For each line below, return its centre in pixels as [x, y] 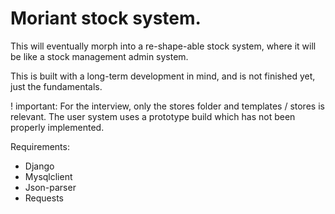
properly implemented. [57, 127]
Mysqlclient [48, 176]
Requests [44, 198]
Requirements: [40, 146]
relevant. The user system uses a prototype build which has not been [153, 116]
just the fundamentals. [56, 86]
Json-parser [50, 187]
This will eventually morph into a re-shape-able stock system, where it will [163, 46]
